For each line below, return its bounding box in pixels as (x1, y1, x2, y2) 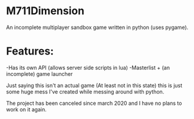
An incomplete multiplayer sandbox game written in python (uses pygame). (6, 24, 189, 31)
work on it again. (6, 105, 47, 113)
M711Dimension (6, 4, 84, 18)
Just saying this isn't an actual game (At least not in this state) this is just (6, 82, 183, 89)
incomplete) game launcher (6, 70, 73, 78)
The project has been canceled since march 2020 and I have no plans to (6, 99, 182, 107)
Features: (6, 44, 54, 58)
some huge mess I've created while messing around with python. (6, 88, 165, 95)
